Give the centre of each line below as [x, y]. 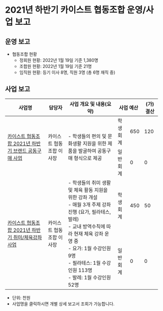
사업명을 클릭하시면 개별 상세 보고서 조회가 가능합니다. [63, 304]
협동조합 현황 [24, 54]
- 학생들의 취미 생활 [89, 183]
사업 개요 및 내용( [88, 104]
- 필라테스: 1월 [84, 263]
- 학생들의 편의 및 [87, 136]
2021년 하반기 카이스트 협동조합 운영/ [76, 10]
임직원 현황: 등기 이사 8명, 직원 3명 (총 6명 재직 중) [67, 72]
